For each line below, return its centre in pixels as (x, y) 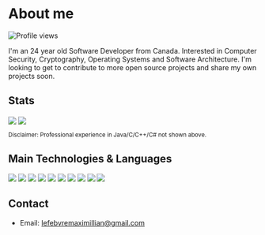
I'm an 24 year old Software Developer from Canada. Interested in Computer (132, 50)
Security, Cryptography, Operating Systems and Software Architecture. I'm (130, 59)
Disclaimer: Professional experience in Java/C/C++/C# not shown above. (108, 135)
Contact (28, 204)
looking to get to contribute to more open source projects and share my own (132, 67)
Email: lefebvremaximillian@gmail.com (82, 222)
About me (41, 14)
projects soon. (32, 76)
